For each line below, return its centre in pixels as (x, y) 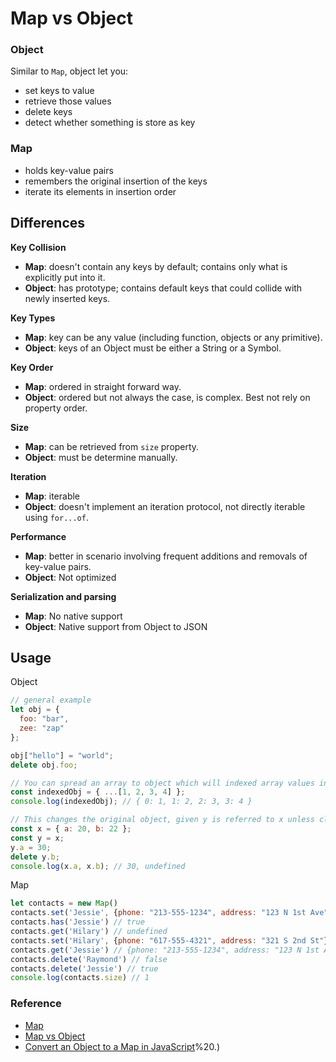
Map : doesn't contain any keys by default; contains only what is (156, 266)
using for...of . (56, 517)
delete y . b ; (35, 857)
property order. (56, 408)
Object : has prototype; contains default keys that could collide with (163, 288)
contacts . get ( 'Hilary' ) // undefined (89, 932)
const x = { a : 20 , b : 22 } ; (71, 829)
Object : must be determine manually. (101, 457)
